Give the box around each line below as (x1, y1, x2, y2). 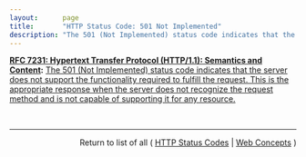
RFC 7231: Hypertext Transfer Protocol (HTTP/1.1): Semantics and (9, 55, 262, 66)
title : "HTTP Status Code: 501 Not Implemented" (9, 22, 222, 31)
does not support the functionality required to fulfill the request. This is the (9, 74, 290, 85)
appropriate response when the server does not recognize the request (9, 83, 273, 95)
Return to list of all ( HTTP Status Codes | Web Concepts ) (79, 137, 297, 148)
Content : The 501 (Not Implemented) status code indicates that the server (9, 64, 289, 75)
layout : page (9, 13, 79, 23)
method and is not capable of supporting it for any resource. (9, 93, 236, 104)
